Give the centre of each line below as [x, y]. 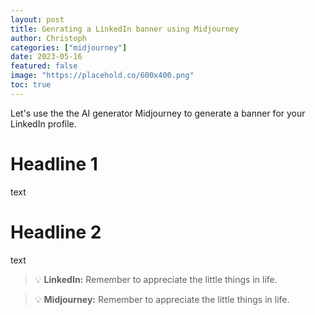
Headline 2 [56, 232]
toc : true [31, 85]
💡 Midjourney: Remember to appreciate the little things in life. [162, 299]
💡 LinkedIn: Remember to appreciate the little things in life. [156, 279]
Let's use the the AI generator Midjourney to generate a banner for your [158, 113]
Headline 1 [54, 163]
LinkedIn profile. [43, 123]
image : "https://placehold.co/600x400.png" [102, 76]
